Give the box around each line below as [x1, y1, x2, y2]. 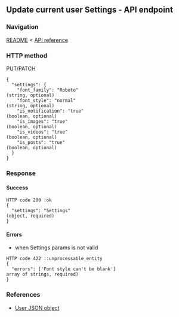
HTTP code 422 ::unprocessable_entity [6, 256, 103, 262]
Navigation [6, 23, 39, 31]
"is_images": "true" [17, 118, 68, 125]
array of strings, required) [6, 271, 79, 277]
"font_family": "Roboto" [17, 87, 79, 93]
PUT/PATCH [6, 65, 36, 72]
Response [6, 169, 36, 177]
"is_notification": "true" [17, 108, 84, 114]
